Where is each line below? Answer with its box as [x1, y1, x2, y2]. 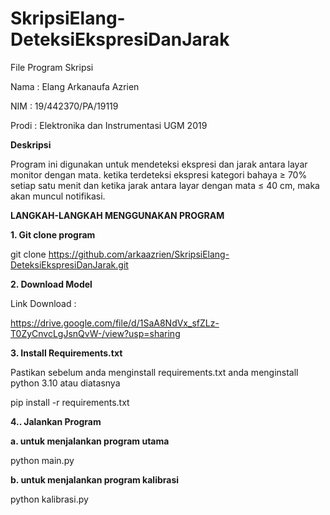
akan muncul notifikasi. [10, 190, 106, 202]
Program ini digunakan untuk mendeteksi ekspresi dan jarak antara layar [10, 158, 308, 170]
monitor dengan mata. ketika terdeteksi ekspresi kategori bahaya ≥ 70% [10, 168, 308, 181]
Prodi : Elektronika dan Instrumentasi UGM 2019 [10, 119, 208, 131]
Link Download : [10, 297, 77, 309]
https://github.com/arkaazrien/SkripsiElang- [48, 248, 230, 260]
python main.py [10, 454, 75, 466]
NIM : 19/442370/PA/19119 [10, 100, 119, 112]
